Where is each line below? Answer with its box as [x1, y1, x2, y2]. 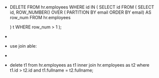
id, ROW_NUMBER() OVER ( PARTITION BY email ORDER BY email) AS [9, 9, 152, 15]
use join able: [9, 43, 37, 49]
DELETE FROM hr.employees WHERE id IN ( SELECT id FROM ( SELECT [9, 4, 155, 10]
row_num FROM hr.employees [9, 15, 71, 20]
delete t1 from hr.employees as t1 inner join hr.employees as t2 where [9, 62, 150, 68]
